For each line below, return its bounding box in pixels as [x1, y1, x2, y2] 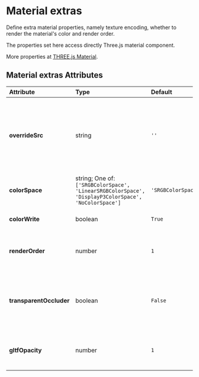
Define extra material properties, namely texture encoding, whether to [6, 24, 176, 31]
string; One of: [75, 174, 115, 182]
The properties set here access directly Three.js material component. [6, 41, 175, 49]
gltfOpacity [9, 346, 42, 354]
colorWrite [9, 215, 40, 223]
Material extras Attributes [6, 70, 104, 81]
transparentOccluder [9, 296, 70, 305]
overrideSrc [9, 131, 43, 139]
